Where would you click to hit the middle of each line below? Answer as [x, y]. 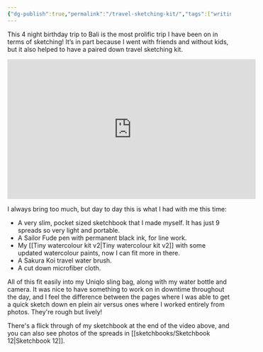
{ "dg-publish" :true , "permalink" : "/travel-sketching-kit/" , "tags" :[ [109, 14]
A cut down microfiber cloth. [59, 268]
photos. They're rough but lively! [55, 312]
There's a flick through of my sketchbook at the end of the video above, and [118, 325]
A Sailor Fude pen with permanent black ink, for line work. [102, 238]
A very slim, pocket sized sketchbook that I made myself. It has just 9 [118, 222]
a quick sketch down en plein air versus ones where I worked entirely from [116, 304]
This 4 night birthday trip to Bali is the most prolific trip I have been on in [113, 34]
